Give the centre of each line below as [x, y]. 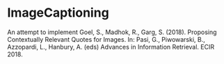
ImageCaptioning [58, 13]
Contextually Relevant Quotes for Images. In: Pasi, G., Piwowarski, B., [106, 39]
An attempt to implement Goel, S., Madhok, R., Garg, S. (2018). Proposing [112, 32]
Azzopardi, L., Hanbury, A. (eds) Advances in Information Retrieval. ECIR [111, 47]
